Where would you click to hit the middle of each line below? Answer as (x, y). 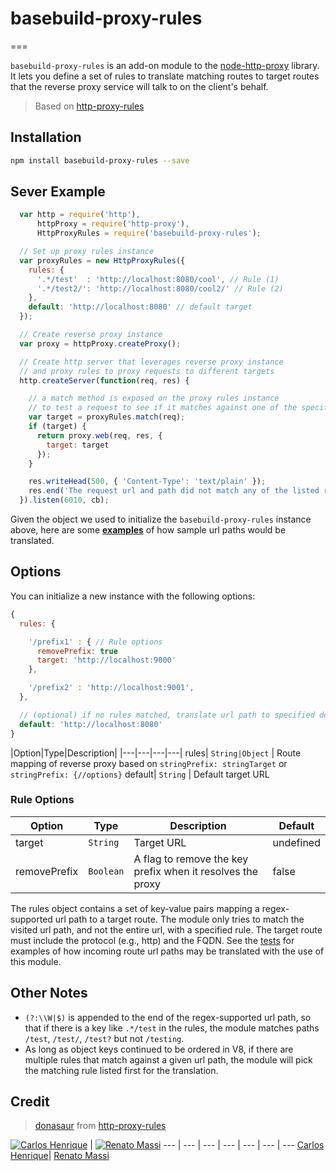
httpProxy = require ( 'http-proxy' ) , (113, 224)
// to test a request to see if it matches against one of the (163, 408)
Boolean (106, 871)
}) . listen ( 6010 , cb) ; (64, 500)
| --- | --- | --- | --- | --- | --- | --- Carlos (207, 1145)
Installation (46, 137)
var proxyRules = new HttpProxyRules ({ (102, 260)
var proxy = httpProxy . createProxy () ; (100, 343)
